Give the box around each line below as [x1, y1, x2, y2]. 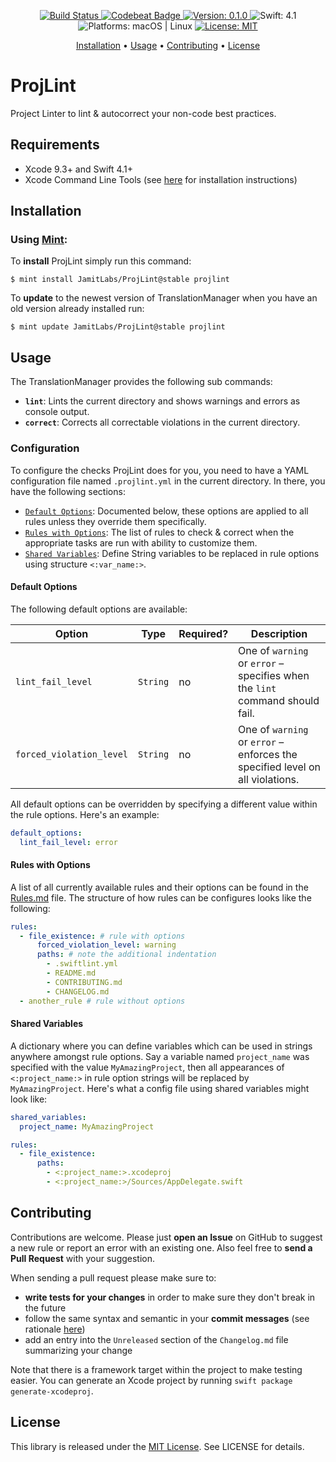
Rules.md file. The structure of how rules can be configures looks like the [10, 891, 312, 904]
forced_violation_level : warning [36, 940, 177, 950]
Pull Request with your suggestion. [10, 1252, 156, 1264]
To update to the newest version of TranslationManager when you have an [10, 292, 318, 304]
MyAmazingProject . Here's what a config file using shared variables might [10, 1082, 310, 1094]
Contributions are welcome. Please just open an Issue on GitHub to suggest [10, 1231, 323, 1243]
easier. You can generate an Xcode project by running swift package [10, 1374, 293, 1386]
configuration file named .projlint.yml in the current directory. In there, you [10, 475, 326, 487]
